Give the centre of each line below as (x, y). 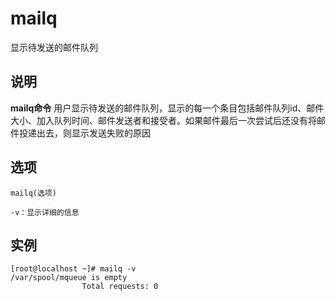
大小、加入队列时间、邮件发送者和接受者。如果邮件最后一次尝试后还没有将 (163, 120)
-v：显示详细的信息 (45, 212)
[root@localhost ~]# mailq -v (73, 269)
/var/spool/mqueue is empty (69, 278)
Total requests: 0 (120, 287)
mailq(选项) (33, 193)
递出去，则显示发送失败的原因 (89, 133)
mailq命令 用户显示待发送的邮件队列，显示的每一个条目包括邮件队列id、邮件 (167, 108)
